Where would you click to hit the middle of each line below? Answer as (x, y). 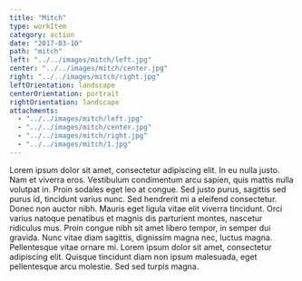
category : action (42, 34)
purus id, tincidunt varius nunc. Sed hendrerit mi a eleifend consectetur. (143, 199)
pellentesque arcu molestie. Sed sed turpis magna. (104, 266)
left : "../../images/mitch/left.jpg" (81, 60)
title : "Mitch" (38, 18)
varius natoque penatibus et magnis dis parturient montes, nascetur (136, 218)
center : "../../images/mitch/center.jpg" (89, 69)
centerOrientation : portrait (64, 93)
